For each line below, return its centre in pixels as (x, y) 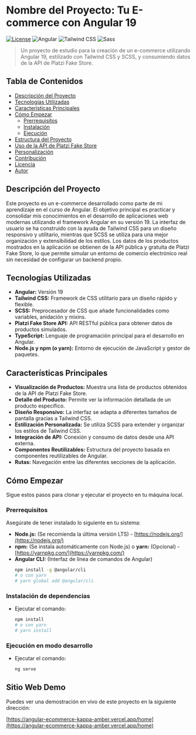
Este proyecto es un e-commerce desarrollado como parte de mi (84, 203)
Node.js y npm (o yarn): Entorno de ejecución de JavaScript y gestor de (102, 348)
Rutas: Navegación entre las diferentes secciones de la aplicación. (95, 462)
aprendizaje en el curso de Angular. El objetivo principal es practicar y (91, 209)
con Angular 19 (99, 23)
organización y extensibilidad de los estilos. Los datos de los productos (92, 240)
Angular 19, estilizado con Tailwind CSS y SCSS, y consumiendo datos (105, 56)
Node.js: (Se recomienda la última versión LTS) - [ (75, 534)
